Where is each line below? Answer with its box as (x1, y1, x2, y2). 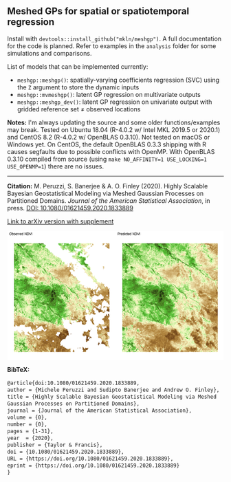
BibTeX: (7, 365, 30, 373)
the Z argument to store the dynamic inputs (16, 83, 140, 91)
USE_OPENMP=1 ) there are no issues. (7, 162, 104, 171)
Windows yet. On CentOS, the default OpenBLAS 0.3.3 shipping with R (7, 140, 207, 149)
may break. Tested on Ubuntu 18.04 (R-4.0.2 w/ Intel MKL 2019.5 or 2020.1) (7, 125, 221, 133)
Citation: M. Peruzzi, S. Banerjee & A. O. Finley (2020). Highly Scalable (7, 182, 208, 190)
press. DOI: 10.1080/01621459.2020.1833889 (7, 204, 134, 212)
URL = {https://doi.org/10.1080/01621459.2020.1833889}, (7, 455, 174, 462)
